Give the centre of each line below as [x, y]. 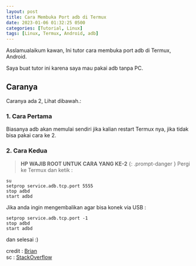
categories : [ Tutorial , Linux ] [44, 28]
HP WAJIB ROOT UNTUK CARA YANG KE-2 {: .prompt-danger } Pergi [105, 164]
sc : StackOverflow [29, 257]
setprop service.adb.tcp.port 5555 [50, 186]
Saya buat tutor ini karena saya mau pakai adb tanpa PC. [75, 68]
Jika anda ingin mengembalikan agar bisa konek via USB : [76, 207]
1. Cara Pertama [29, 116]
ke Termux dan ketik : [46, 170]
